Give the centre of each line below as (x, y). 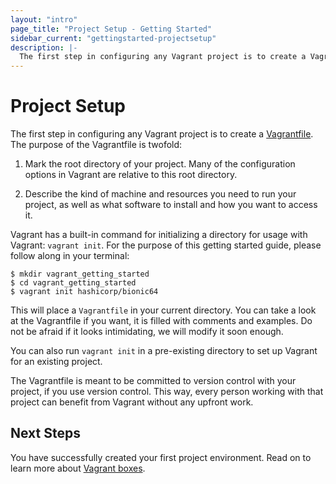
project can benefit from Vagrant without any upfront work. (132, 402)
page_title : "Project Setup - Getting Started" (111, 29)
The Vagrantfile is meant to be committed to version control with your (153, 381)
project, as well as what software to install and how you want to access (171, 205)
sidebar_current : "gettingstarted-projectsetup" (113, 38)
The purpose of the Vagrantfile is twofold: (96, 145)
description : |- (44, 47)
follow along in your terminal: (70, 256)
